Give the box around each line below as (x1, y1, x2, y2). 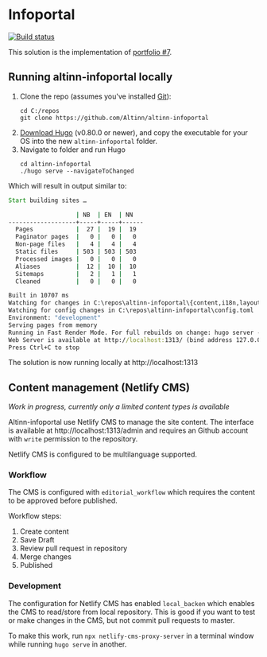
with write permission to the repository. (8, 434, 138, 444)
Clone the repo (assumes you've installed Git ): (19, 91, 172, 101)
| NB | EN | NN (75, 211, 133, 219)
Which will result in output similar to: (8, 181, 127, 190)
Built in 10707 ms (8, 292, 69, 300)
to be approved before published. (8, 496, 118, 506)
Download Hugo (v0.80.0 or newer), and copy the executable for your (19, 127, 249, 137)
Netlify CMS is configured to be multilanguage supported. (8, 449, 197, 459)
